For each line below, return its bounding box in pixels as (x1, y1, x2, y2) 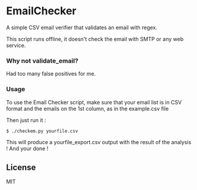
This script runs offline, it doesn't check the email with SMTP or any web (6, 35, 184, 42)
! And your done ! (6, 145, 49, 152)
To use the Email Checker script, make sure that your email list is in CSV (6, 98, 182, 105)
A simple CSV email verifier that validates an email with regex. (6, 24, 158, 31)
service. (6, 42, 26, 49)
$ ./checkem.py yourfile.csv (6, 128, 78, 134)
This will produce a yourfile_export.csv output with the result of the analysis (6, 139, 192, 146)
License (6, 162, 36, 172)
